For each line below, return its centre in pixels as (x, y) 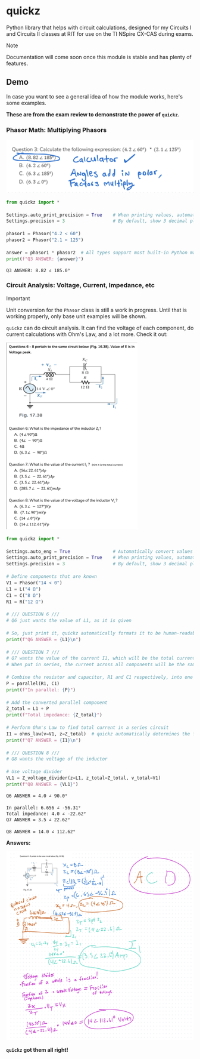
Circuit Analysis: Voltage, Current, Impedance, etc (80, 285)
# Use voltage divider (34, 772)
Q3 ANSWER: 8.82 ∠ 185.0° (38, 270)
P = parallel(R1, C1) (33, 684)
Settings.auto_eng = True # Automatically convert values (100, 551)
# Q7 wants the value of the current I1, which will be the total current (101, 658)
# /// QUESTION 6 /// (33, 614)
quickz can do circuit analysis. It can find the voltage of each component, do (100, 328)
